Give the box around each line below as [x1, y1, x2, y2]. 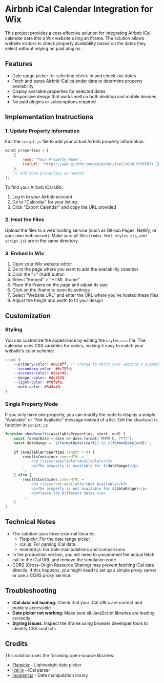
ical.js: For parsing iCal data [19, 541, 76, 547]
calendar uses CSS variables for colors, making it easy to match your [5, 342, 144, 348]
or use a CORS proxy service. [12, 572, 72, 578]
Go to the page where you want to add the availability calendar [12, 266, 139, 272]
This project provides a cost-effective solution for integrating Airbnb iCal [5, 30, 151, 36]
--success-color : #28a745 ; [14, 371, 69, 376]
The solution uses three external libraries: [12, 530, 96, 536]
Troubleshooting [5, 587, 57, 595]
